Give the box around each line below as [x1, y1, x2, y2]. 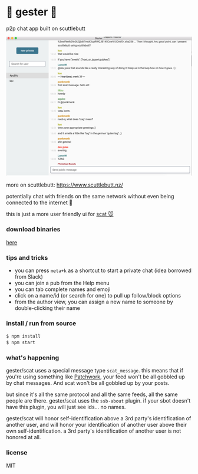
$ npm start [6, 339, 35, 346]
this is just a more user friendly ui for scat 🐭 [6, 211, 114, 218]
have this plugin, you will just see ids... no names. [6, 404, 126, 411]
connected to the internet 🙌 [6, 199, 72, 206]
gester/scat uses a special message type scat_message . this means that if [6, 367, 184, 374]
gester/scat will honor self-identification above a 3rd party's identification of [6, 415, 192, 422]
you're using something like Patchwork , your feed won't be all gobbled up [6, 373, 186, 380]
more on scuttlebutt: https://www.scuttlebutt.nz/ [6, 181, 124, 188]
